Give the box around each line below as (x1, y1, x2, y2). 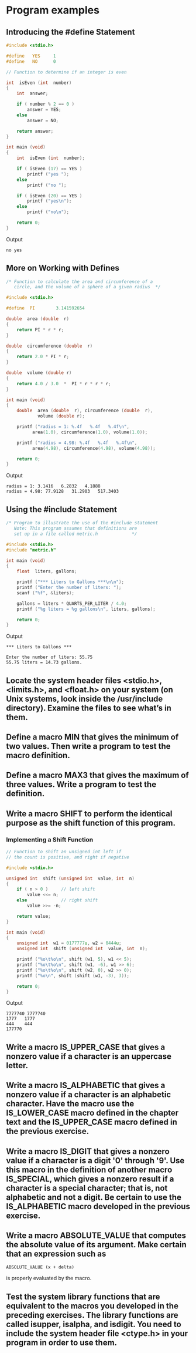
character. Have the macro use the (6, 1099, 135, 1109)
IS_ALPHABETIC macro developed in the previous (6, 1201, 190, 1211)
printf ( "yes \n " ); (27, 198, 72, 204)
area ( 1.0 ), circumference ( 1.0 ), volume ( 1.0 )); (32, 429, 148, 435)
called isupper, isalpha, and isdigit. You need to (6, 1319, 181, 1329)
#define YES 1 (6, 53, 57, 59)
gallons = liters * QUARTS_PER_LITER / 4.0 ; (16, 600, 127, 607)
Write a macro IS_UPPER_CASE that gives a (6, 1042, 166, 1052)
